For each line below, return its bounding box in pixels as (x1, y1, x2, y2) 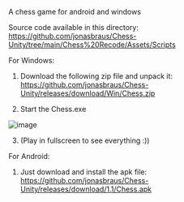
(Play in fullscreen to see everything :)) (19, 135, 150, 145)
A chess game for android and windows (8, 7, 142, 16)
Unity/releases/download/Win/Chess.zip (19, 88, 156, 98)
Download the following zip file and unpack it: (19, 71, 173, 80)
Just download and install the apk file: (19, 167, 148, 177)
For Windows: (8, 56, 55, 65)
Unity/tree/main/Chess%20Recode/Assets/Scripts (8, 40, 176, 49)
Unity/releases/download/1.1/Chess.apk (19, 184, 152, 194)
